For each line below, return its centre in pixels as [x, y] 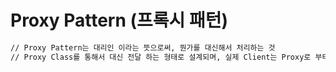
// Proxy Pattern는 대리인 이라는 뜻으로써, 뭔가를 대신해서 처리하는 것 [143, 47]
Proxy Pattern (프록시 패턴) [119, 20]
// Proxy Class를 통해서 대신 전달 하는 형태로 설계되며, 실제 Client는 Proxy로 [161, 57]
